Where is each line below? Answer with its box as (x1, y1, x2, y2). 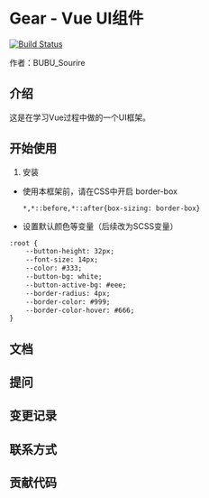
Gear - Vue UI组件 (9, 8, 144, 29)
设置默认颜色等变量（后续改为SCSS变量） (22, 220, 178, 231)
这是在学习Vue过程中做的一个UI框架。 (9, 112, 151, 123)
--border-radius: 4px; (25, 289, 111, 298)
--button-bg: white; (25, 272, 103, 281)
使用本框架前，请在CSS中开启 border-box (22, 186, 178, 197)
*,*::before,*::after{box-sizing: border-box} (22, 204, 201, 213)
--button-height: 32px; (25, 247, 115, 256)
